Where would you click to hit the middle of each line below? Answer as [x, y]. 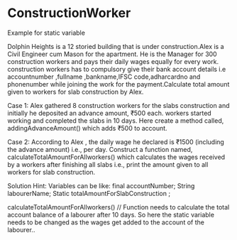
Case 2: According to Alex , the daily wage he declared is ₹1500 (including [116, 142]
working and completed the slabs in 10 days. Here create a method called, [116, 120]
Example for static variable [46, 33]
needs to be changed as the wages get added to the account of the [106, 222]
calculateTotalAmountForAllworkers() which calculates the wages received [116, 157]
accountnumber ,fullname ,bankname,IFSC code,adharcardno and [104, 77]
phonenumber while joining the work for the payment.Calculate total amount [118, 84]
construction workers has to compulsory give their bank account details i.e [117, 69]
